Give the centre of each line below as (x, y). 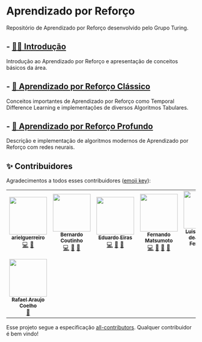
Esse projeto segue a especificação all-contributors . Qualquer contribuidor (99, 328)
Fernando (159, 235)
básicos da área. (27, 67)
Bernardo (72, 235)
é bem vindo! (23, 334)
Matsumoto (159, 241)
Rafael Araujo (28, 300)
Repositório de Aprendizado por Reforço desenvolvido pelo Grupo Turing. (97, 28)
